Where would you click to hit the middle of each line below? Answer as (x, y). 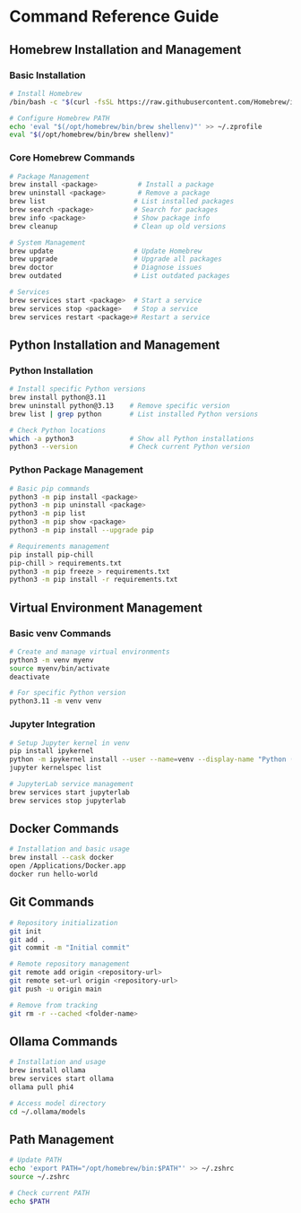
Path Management (62, 1139)
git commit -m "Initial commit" (69, 948)
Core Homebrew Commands (72, 158)
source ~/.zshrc (39, 1177)
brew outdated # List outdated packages (120, 276)
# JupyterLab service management (72, 784)
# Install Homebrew (46, 93)
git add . (28, 940)
